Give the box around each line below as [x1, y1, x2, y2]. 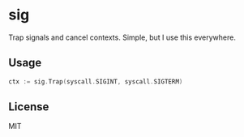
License [8, 100, 49, 114]
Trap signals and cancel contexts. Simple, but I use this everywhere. [8, 32, 237, 42]
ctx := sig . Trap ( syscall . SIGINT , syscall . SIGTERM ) [8, 77, 183, 86]
